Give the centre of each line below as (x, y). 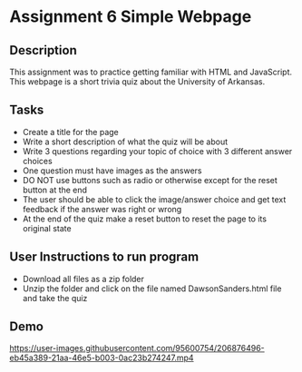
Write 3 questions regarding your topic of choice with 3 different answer (157, 151)
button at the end (55, 190)
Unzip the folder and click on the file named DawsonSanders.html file (152, 289)
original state (47, 228)
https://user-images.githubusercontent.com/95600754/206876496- (137, 348)
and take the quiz (55, 298)
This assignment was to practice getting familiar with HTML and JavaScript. (151, 72)
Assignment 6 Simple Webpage (131, 17)
